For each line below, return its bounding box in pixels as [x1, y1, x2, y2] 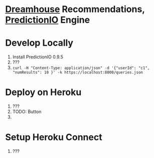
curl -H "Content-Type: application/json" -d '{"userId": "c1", [12, 65, 150, 71]
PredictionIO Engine [5, 14, 90, 26]
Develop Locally [5, 37, 74, 49]
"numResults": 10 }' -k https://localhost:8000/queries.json [12, 70, 143, 75]
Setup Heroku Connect [5, 132, 102, 143]
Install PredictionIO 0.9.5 [12, 54, 64, 60]
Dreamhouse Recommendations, [5, 4, 145, 15]
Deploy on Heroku [5, 87, 82, 98]
